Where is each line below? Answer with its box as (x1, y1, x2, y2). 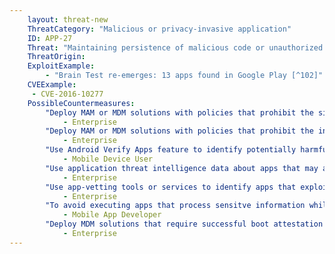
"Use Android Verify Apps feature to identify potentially (45, 145, 297, 155)
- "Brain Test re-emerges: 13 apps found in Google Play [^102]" (45, 71, 324, 81)
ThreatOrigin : (27, 52, 86, 62)
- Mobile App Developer (62, 210, 162, 220)
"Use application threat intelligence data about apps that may (45, 163, 319, 173)
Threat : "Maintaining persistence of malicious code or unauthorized (27, 42, 324, 53)
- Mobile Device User (62, 154, 154, 164)
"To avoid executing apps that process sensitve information (45, 201, 306, 211)
